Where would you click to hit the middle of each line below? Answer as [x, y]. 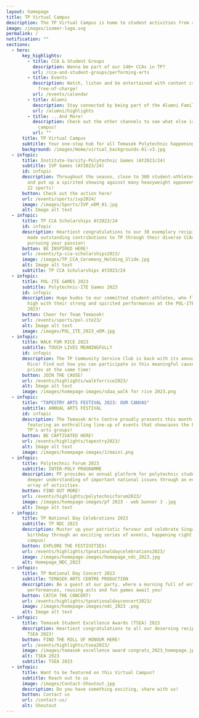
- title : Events [47, 78]
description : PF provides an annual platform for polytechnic [100, 475]
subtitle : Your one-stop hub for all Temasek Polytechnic [95, 144]
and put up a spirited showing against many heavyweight [99, 182]
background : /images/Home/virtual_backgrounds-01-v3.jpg [94, 149]
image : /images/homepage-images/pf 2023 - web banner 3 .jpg [99, 502]
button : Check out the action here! [67, 193]
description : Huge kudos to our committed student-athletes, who [104, 298]
